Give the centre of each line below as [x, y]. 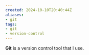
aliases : [15, 15]
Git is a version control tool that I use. [45, 48]
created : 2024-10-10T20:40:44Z [39, 10]
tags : [11, 24]
